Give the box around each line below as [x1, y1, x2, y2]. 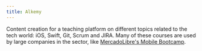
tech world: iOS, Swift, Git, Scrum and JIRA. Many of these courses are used [6, 31, 196, 39]
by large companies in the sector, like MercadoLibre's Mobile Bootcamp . [6, 38, 186, 45]
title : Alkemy [6, 8, 42, 15]
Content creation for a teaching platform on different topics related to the [6, 25, 188, 32]
